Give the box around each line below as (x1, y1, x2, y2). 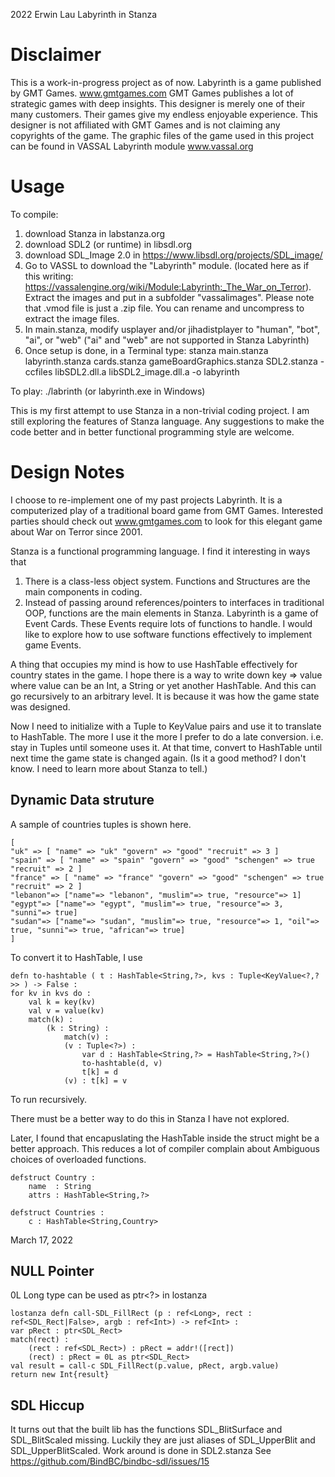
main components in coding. (24, 585, 143, 598)
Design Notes (10, 461, 125, 484)
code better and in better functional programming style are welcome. (10, 425, 295, 438)
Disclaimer (10, 44, 102, 66)
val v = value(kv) (28, 1005, 105, 1016)
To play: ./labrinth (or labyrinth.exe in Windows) (10, 385, 206, 397)
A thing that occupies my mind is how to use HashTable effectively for (10, 658, 298, 670)
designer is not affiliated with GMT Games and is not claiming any (10, 119, 281, 131)
